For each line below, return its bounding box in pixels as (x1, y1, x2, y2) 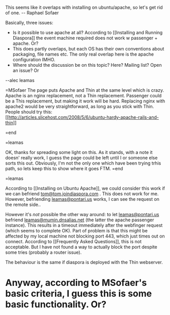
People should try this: (5, 109, 52, 115)
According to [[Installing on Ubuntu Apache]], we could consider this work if (5, 186, 165, 191)
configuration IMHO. (12, 57, 55, 63)
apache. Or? (12, 40, 39, 46)
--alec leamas (5, 77, 35, 83)
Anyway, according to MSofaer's (5, 277, 147, 288)
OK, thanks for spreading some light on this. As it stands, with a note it (5, 149, 153, 155)
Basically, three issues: (5, 20, 53, 25)
